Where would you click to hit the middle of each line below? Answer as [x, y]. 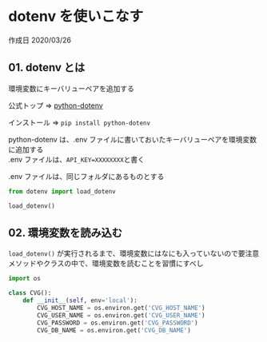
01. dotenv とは [47, 68]
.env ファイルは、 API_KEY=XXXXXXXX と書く [77, 159]
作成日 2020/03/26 [40, 40]
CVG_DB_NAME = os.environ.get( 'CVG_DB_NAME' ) [114, 330]
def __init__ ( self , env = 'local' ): [80, 300]
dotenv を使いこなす [76, 16]
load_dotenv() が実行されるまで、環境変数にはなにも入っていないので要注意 [134, 253]
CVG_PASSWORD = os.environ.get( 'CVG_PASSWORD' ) [118, 323]
